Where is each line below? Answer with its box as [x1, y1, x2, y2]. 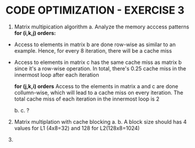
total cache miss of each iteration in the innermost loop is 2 [14, 95, 160, 102]
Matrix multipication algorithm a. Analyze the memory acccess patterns [14, 23, 190, 30]
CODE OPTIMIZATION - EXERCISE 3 [5, 4, 185, 17]
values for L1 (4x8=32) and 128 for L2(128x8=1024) [14, 124, 140, 131]
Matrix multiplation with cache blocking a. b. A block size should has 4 [14, 118, 187, 125]
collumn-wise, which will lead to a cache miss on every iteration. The [14, 89, 184, 96]
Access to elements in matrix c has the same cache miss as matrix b [14, 59, 182, 66]
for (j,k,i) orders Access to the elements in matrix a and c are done [14, 82, 179, 89]
